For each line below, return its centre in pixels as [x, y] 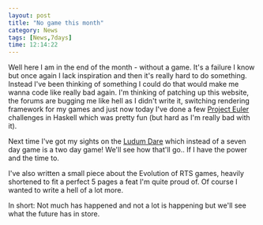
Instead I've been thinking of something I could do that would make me [124, 84]
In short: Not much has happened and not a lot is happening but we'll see [127, 205]
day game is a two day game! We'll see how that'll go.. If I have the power [128, 150]
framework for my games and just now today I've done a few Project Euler [129, 109]
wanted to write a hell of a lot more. [66, 190]
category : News [33, 30]
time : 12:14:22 [33, 45]
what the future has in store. [54, 214]
